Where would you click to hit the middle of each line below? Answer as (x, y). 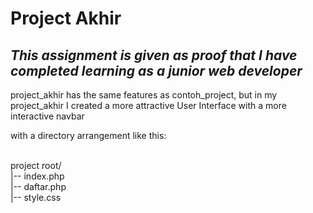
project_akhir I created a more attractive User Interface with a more (148, 105)
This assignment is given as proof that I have (154, 55)
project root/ (36, 165)
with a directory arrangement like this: (88, 135)
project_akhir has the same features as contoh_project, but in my (144, 95)
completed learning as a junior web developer (156, 70)
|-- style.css (36, 197)
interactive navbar (47, 116)
